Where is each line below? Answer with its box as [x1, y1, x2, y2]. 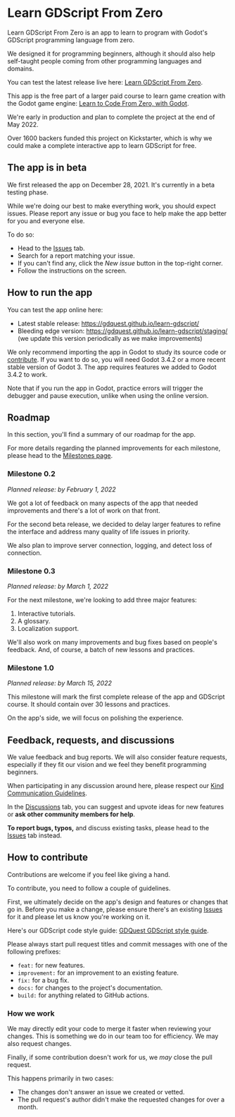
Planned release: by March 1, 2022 [7, 582, 109, 590]
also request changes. [7, 1040, 72, 1048]
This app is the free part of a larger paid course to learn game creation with [7, 92, 226, 100]
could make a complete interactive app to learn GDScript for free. [7, 141, 197, 149]
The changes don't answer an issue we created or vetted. [17, 1088, 185, 1097]
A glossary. [17, 616, 51, 625]
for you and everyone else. [7, 216, 85, 225]
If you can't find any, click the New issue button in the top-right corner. [17, 258, 223, 267]
